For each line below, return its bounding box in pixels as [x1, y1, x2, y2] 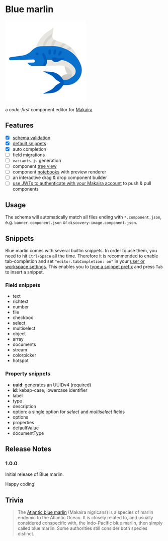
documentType [12, 430, 44, 436]
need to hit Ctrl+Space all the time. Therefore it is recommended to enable [5, 253, 158, 259]
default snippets [12, 140, 46, 146]
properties [12, 419, 34, 425]
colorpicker [12, 352, 37, 358]
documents [12, 341, 36, 347]
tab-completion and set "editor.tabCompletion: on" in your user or [5, 258, 145, 264]
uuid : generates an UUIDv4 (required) [12, 382, 92, 388]
